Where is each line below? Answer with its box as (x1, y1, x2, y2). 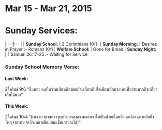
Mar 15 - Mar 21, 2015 (5, 3, 92, 14)
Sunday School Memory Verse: (5, 64, 80, 70)
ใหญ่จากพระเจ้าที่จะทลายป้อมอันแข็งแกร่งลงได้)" (5, 119, 81, 125)
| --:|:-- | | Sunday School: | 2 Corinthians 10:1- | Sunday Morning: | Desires (5, 41, 157, 47)
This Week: (5, 103, 29, 109)
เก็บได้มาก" (5, 92, 23, 97)
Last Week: (5, 76, 28, 81)
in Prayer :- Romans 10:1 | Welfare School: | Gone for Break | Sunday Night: (5, 47, 157, 52)
